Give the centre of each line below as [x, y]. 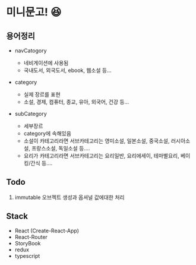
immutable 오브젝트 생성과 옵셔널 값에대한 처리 [69, 197]
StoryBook [28, 243]
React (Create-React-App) [47, 231]
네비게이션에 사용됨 [46, 63]
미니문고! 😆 [34, 12]
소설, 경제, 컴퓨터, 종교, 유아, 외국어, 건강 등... [76, 102]
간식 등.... [42, 163]
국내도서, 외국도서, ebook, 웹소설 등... [67, 70]
